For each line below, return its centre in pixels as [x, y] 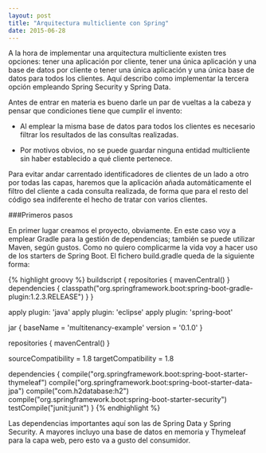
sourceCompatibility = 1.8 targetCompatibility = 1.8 [91, 359]
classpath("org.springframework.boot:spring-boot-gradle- [157, 289]
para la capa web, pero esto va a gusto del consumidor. [100, 440]
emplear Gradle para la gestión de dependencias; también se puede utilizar [132, 239]
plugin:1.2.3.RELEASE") [46, 297]
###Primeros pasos [41, 215]
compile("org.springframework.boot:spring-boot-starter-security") [117, 400]
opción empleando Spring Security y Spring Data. [90, 87]
